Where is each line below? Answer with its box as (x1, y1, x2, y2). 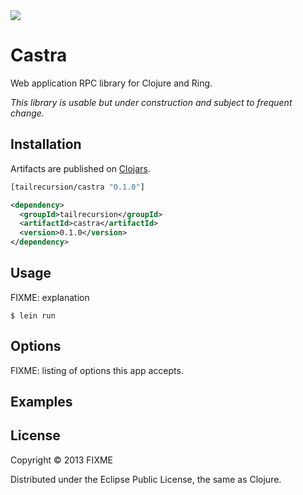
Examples (10, 394, 73, 411)
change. (10, 107, 45, 119)
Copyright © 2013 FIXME (10, 454, 113, 466)
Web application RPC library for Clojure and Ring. (10, 77, 213, 89)
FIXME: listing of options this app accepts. (10, 364, 184, 376)
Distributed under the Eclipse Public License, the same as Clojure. (10, 473, 282, 485)
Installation (10, 136, 82, 153)
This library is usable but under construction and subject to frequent (10, 96, 293, 108)
